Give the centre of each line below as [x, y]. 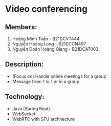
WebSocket [24, 114]
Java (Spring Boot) [31, 108]
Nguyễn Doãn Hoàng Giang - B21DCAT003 [55, 49]
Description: [24, 64]
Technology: [25, 97]
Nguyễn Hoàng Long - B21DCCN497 [49, 44]
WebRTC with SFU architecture [43, 119]
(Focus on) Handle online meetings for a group [59, 76]
